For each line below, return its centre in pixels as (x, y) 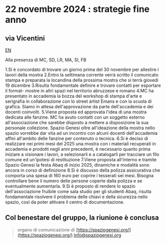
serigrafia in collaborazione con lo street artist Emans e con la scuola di (79, 101)
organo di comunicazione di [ (47, 230)
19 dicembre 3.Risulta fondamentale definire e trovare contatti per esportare (83, 85)
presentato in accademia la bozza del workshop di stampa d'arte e (74, 96)
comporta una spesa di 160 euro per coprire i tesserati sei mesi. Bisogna (79, 175)
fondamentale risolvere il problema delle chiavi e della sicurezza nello (77, 197)
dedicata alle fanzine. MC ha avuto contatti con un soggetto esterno (75, 117)
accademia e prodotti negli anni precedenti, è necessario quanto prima (78, 149)
